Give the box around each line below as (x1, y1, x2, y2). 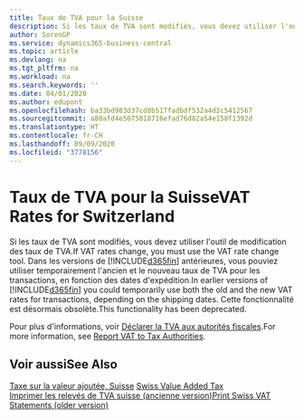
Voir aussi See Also (9, 357, 118, 372)
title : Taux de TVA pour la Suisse (9, 13, 144, 23)
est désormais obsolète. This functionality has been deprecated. (9, 303, 247, 314)
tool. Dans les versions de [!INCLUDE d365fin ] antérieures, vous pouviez (9, 255, 279, 266)
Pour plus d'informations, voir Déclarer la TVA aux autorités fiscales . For (9, 320, 276, 331)
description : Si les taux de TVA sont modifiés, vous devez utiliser (9, 22, 278, 31)
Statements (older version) (9, 400, 109, 411)
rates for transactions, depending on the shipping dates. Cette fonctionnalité (9, 293, 294, 304)
